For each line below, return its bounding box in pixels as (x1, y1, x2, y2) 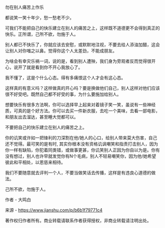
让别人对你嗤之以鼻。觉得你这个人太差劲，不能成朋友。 (5, 48, 117, 53)
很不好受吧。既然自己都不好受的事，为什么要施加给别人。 (5, 91, 121, 97)
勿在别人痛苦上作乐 (5, 4, 44, 10)
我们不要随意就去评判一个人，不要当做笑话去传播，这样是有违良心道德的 (5, 170, 151, 176)
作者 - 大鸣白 (5, 197, 31, 203)
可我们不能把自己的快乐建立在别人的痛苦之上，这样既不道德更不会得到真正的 (5, 25, 160, 31)
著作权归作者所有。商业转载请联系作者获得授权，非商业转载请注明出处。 (5, 218, 151, 223)
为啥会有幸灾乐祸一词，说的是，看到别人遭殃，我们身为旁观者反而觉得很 (5, 58, 151, 64)
